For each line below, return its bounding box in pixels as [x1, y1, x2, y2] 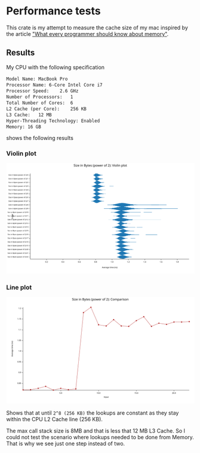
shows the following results [6, 134, 73, 141]
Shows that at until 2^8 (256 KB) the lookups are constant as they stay [6, 409, 179, 416]
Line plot [6, 283, 32, 291]
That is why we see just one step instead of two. [6, 440, 125, 447]
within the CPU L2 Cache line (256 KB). [6, 415, 103, 422]
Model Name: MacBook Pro [6, 76, 68, 82]
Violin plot [6, 149, 37, 157]
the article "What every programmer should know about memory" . [6, 30, 169, 37]
